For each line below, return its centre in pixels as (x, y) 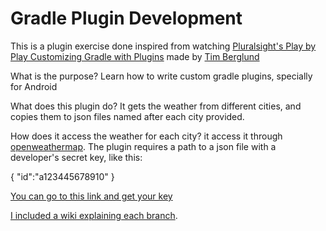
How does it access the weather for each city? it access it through (146, 136)
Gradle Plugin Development (126, 18)
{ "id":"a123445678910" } (62, 176)
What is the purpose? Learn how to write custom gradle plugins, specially (161, 76)
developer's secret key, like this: (76, 157)
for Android (34, 86)
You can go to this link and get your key (91, 196)
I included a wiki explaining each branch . (94, 215)
